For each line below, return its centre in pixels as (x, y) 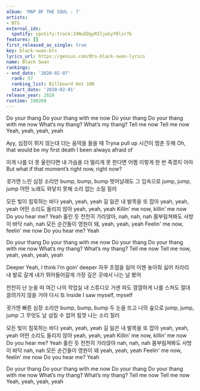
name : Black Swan (28, 62)
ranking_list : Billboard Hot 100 (53, 84)
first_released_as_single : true (46, 46)
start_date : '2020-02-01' (44, 90)
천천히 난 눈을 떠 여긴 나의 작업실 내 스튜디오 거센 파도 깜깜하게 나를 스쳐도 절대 (99, 287)
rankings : (19, 67)
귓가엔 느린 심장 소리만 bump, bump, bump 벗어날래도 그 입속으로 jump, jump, (99, 181)
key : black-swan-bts (32, 51)
